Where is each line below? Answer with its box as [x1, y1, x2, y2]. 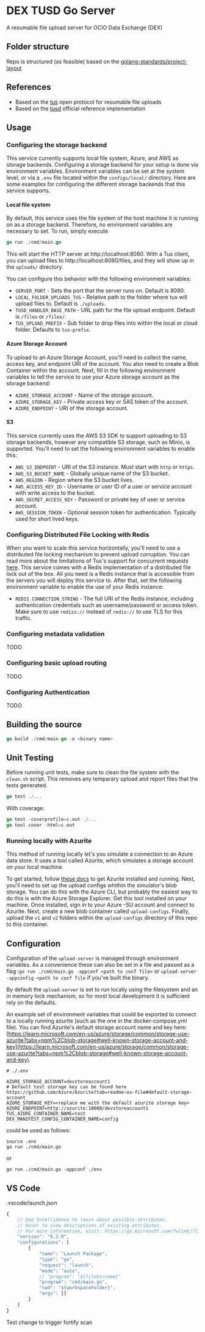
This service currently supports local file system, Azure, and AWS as [6, 155, 179, 162]
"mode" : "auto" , [38, 1268, 81, 1274]
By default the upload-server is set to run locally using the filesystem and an [6, 986, 198, 993]
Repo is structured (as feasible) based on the [6, 57, 120, 65]
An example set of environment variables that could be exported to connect [6, 1011, 196, 1018]
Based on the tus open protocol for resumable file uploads [15, 98, 162, 106]
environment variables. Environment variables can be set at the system [6, 167, 185, 175]
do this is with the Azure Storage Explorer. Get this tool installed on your [6, 895, 187, 902]
